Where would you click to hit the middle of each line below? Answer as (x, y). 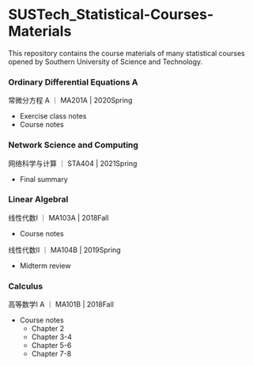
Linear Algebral (38, 199)
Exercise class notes (53, 116)
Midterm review (45, 266)
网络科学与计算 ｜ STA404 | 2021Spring (73, 163)
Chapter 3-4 (52, 337)
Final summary (44, 179)
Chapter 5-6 (51, 345)
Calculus (26, 286)
